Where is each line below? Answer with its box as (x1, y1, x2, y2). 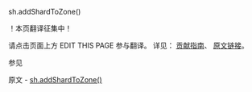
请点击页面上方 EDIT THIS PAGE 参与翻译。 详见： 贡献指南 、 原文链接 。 (8, 40, 250, 50)
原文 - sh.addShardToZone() (8, 75, 102, 84)
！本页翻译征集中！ (8, 23, 72, 33)
